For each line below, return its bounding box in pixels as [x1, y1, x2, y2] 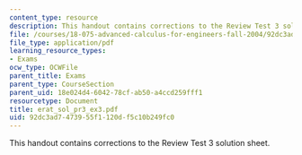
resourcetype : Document [9, 96, 99, 106]
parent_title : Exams [9, 72, 87, 81]
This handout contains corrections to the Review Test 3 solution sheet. [9, 138, 271, 149]
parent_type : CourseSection [9, 80, 115, 89]
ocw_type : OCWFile [9, 64, 78, 73]
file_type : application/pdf [9, 38, 115, 47]
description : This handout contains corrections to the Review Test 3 [9, 22, 280, 30]
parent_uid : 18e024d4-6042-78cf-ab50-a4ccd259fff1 [9, 88, 203, 97]
